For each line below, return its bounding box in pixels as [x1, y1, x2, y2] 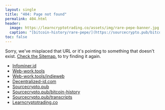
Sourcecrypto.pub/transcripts [12, 94, 73, 100]
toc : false [5, 35, 27, 40]
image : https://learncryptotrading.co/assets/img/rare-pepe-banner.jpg [9, 26, 160, 30]
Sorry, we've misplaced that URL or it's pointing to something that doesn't [5, 48, 155, 54]
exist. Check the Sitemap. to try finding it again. [5, 53, 101, 59]
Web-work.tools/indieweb [12, 73, 65, 79]
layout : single [5, 7, 36, 12]
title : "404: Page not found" [5, 12, 67, 17]
